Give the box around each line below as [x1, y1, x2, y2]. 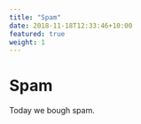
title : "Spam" [9, 12, 62, 22]
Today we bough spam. [9, 105, 95, 116]
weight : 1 [9, 37, 46, 47]
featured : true [9, 29, 66, 38]
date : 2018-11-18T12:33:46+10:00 [9, 21, 133, 30]
